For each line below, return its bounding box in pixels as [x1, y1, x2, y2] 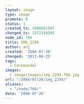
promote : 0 [5, 16, 28, 21]
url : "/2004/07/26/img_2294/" [5, 77, 68, 82]
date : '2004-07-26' [5, 91, 46, 96]
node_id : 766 [5, 35, 32, 40]
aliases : [5, 81, 23, 86]
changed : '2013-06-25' [5, 53, 52, 59]
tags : [5, 58, 16, 63]
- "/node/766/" [9, 86, 41, 91]
